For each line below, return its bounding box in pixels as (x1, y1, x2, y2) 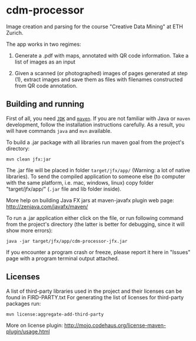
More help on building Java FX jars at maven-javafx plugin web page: (6, 196, 175, 203)
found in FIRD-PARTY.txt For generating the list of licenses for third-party (6, 293, 184, 300)
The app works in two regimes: (6, 41, 81, 48)
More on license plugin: (6, 322, 64, 329)
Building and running (6, 99, 84, 109)
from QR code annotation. (14, 82, 78, 89)
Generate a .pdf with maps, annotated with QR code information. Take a (14, 52, 189, 59)
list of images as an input (14, 58, 75, 65)
